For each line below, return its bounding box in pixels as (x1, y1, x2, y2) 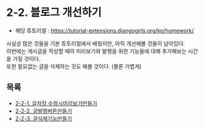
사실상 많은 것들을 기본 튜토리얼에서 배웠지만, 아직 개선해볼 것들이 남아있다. (6, 40, 185, 47)
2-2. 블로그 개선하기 (6, 5, 102, 20)
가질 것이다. (12, 55, 41, 62)
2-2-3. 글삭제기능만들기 (15, 115, 72, 122)
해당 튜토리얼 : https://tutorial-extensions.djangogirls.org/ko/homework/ (15, 27, 194, 34)
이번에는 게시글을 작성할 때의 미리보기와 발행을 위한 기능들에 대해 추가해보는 (6, 47, 187, 55)
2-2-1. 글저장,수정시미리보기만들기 (15, 99, 97, 107)
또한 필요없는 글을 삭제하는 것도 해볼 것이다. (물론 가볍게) (6, 62, 142, 70)
